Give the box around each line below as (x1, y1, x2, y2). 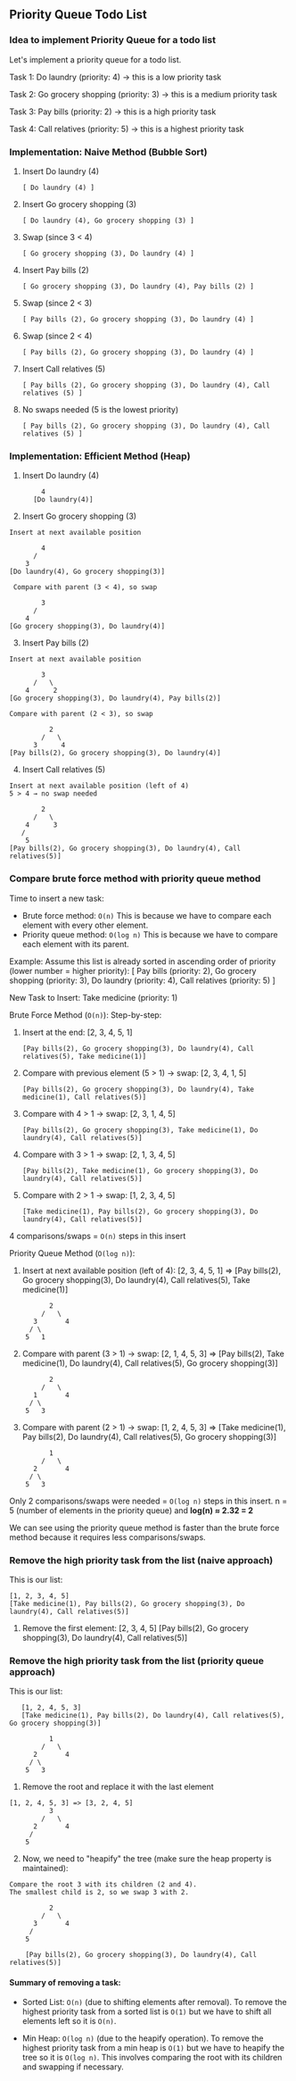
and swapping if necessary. (21, 2061, 124, 2072)
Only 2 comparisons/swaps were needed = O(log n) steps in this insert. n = (9, 1495, 288, 1506)
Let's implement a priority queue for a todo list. (9, 54, 182, 65)
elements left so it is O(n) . (21, 2016, 117, 2027)
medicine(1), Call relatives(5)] (21, 1093, 147, 1102)
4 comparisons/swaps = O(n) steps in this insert (9, 1230, 186, 1241)
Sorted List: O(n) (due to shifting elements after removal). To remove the (21, 1997, 287, 2008)
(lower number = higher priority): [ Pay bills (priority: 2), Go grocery (9, 965, 257, 976)
